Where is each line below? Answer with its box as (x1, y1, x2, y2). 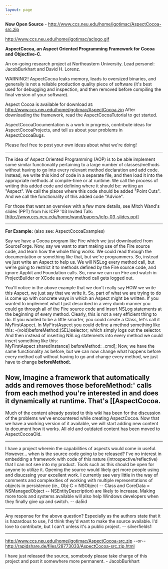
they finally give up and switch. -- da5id (5, 499, 87, 505)
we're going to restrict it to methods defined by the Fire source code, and (5, 264, 156, 270)
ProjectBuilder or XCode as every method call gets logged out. (5, 275, 134, 281)
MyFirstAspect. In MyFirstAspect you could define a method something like (5, 322, 160, 328)
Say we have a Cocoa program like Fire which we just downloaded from (5, 238, 153, 244)
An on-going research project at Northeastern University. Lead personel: (5, 60, 155, 66)
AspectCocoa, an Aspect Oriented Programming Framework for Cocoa (5, 45, 155, 51)
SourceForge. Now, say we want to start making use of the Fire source (5, 243, 150, 249)
